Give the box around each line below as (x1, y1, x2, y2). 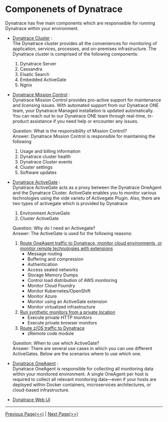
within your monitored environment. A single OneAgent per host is (12, 371, 148, 377)
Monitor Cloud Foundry (27, 282, 75, 288)
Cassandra (19, 66, 42, 72)
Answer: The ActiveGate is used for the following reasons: (12, 230, 132, 236)
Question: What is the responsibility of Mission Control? (12, 127, 127, 133)
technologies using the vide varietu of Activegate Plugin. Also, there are (12, 195, 160, 201)
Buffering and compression (27, 256, 83, 262)
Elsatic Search (19, 71, 50, 77)
